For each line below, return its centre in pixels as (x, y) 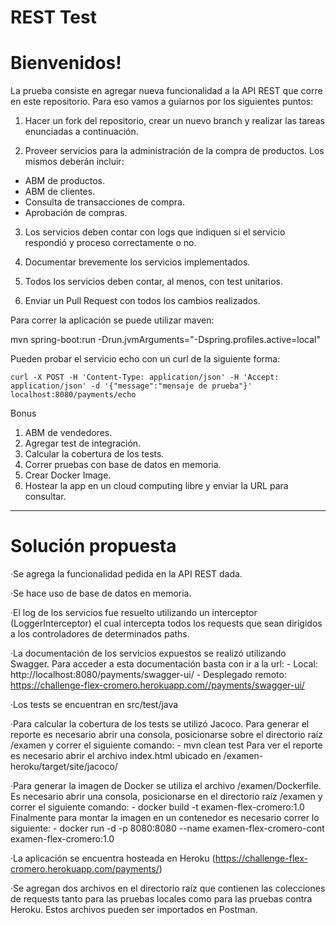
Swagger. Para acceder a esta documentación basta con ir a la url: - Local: (164, 664)
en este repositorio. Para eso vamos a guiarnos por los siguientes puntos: (162, 102)
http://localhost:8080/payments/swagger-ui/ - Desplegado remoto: (148, 675)
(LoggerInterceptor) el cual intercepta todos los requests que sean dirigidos (166, 623)
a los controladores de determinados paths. (100, 634)
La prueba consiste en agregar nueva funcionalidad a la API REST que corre (166, 91)
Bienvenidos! (66, 63)
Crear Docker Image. (68, 475)
